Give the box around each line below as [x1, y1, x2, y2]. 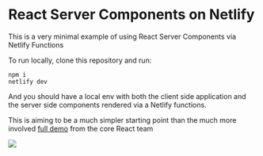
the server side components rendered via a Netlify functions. [8, 100, 208, 109]
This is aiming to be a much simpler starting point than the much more [8, 115, 237, 124]
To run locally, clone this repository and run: [8, 55, 152, 65]
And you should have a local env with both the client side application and [8, 91, 247, 101]
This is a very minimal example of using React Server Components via [8, 32, 236, 41]
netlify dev [8, 78, 48, 86]
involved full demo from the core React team [8, 124, 154, 133]
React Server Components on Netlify [8, 6, 255, 24]
